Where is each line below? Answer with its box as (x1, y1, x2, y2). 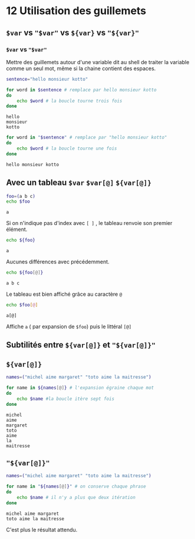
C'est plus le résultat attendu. (6, 526, 78, 533)
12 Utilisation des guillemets (6, 4, 147, 18)
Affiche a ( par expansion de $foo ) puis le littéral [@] (6, 323, 132, 330)
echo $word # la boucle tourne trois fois (16, 98, 123, 104)
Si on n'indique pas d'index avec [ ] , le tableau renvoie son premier (6, 220, 173, 227)
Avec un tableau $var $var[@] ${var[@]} (6, 178, 152, 188)
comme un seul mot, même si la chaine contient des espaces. (6, 65, 156, 72)
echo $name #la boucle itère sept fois (16, 396, 115, 402)
